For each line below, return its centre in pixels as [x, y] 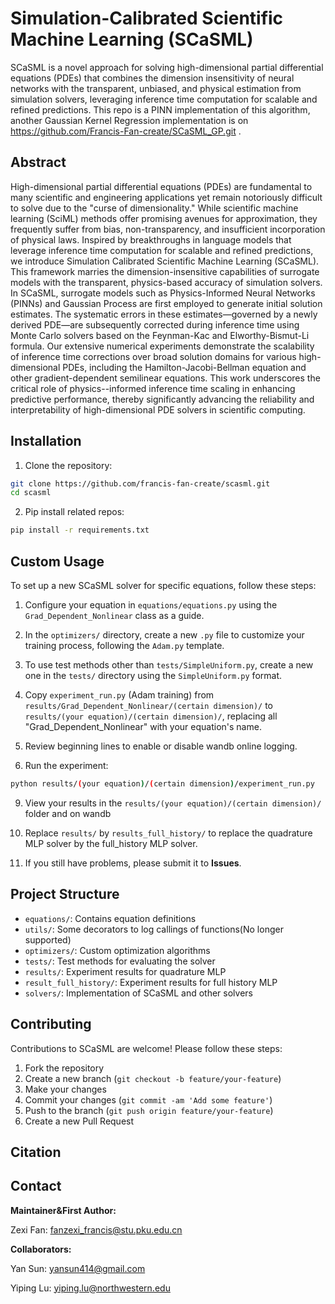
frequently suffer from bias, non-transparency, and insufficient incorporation [168, 229]
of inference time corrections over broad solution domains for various [153, 356]
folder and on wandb [68, 813]
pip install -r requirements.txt [80, 530]
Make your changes [65, 1089]
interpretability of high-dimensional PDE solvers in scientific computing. [158, 409]
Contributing [51, 1024]
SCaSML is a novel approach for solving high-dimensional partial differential [167, 67]
